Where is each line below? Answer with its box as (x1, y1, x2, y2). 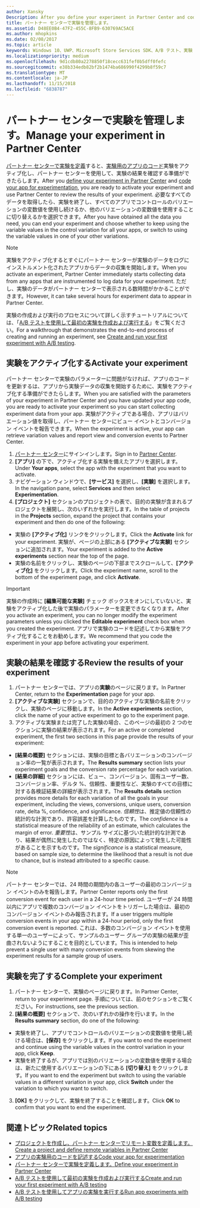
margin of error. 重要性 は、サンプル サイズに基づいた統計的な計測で (14, 829, 182, 836)
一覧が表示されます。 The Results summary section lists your (35, 759, 186, 766)
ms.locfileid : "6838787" (6, 86, 68, 92)
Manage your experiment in (26, 129, 165, 142)
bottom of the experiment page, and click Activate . (14, 573, 141, 581)
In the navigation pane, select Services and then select (14, 484, 151, 491)
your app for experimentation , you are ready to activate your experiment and (6, 183, 194, 191)
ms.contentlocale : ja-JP (6, 75, 68, 81)
